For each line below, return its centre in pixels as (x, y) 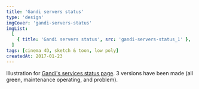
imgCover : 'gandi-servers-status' (49, 23)
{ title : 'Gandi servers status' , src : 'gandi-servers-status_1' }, (104, 39)
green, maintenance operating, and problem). (62, 79)
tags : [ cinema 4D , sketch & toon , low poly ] (62, 51)
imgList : (17, 28)
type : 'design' (25, 17)
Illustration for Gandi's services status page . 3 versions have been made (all (99, 73)
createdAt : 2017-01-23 (34, 56)
